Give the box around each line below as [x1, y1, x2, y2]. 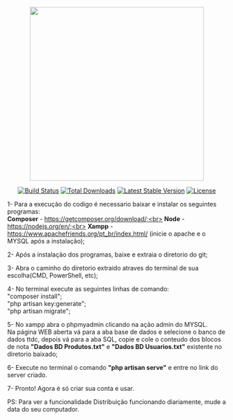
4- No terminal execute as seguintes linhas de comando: [7, 285, 169, 293]
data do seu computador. [7, 405, 79, 413]
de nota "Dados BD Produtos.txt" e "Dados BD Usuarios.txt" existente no [7, 343, 223, 350]
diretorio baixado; [7, 350, 58, 358]
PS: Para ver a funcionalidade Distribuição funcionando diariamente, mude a [7, 398, 226, 406]
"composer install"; [7, 292, 63, 300]
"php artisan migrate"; [7, 307, 71, 315]
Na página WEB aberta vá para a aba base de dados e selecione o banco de [7, 328, 226, 336]
